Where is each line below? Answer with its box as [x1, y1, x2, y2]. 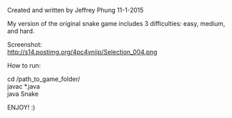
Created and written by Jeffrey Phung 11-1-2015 [7, 6, 144, 14]
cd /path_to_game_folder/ [7, 75, 80, 83]
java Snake [7, 90, 39, 98]
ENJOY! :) [7, 103, 36, 111]
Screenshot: [7, 40, 42, 48]
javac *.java [7, 82, 40, 90]
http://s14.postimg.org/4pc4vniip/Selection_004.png [7, 48, 158, 56]
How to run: [7, 61, 41, 69]
